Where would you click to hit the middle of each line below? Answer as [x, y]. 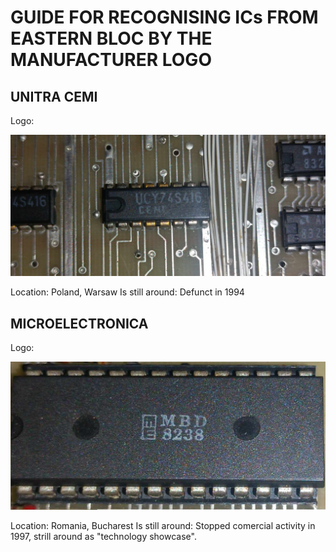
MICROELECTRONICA [79, 323]
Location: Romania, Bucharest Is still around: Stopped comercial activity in [163, 525]
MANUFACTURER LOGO [111, 60]
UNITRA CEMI [54, 96]
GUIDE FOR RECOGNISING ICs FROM [164, 17]
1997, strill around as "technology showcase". [103, 536]
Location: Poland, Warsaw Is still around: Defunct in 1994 [127, 292]
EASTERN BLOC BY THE [111, 38]
